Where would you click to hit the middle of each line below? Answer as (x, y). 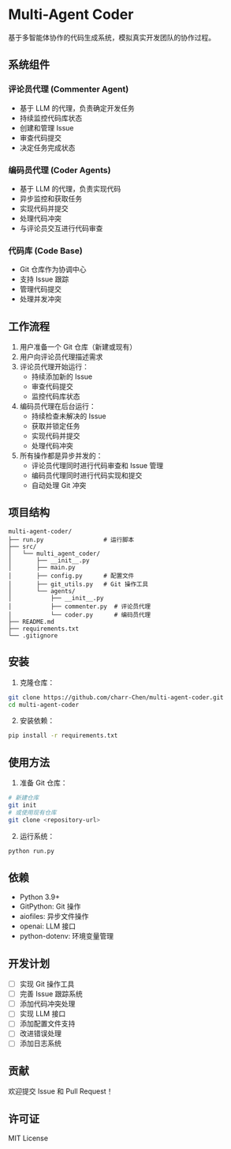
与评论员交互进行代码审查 (61, 228)
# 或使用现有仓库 (32, 812)
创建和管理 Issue (47, 127)
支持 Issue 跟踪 (44, 279)
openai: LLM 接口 (48, 926)
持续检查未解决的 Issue (69, 416)
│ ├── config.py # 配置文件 (71, 576)
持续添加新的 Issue (62, 376)
